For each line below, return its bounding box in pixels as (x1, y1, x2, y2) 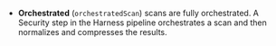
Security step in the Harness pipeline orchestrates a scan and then (17, 17, 267, 28)
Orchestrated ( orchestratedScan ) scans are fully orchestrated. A (17, 8, 260, 18)
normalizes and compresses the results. (17, 27, 167, 37)
